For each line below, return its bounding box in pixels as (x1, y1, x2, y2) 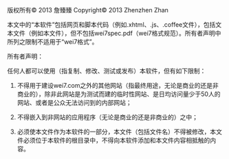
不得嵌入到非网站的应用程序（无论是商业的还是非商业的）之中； (17, 113, 198, 121)
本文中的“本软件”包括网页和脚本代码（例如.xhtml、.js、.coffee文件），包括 (7, 21, 216, 29)
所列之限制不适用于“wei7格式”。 (7, 38, 98, 46)
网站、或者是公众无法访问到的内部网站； (17, 99, 132, 106)
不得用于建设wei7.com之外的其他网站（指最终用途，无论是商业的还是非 (17, 82, 219, 89)
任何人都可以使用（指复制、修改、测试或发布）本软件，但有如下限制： (7, 67, 206, 75)
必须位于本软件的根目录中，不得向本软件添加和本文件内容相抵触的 (23, 136, 210, 144)
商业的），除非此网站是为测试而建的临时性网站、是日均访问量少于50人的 (17, 90, 221, 98)
